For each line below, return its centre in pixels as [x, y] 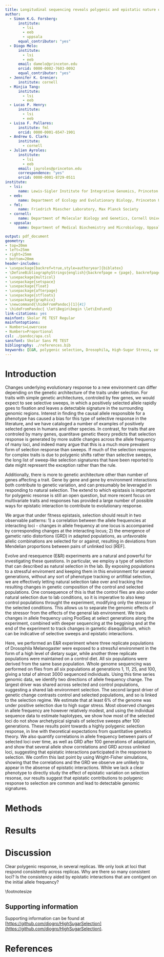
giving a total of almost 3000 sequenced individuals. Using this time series [80, 674]
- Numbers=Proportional [29, 332]
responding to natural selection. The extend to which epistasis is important [80, 490]
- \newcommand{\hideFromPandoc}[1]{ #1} [46, 304]
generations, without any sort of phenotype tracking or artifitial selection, [79, 577]
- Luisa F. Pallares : [31, 123]
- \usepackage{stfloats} [30, 295]
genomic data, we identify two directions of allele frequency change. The [79, 680]
